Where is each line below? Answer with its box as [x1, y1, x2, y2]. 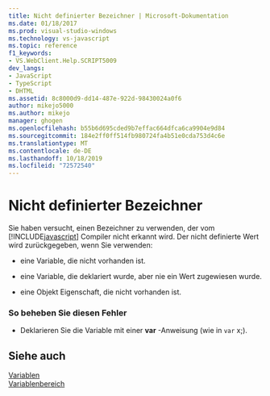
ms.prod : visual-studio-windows [8, 27, 117, 35]
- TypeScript [8, 79, 52, 87]
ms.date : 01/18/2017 [8, 19, 78, 27]
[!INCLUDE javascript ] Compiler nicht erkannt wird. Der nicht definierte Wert [8, 231, 260, 242]
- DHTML [8, 86, 35, 95]
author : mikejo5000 [8, 102, 74, 110]
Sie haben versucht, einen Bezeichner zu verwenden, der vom [8, 223, 215, 233]
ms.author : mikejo [8, 110, 70, 118]
